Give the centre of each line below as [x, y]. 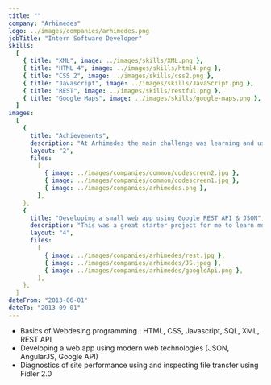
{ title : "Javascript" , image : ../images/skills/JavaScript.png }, [138, 83]
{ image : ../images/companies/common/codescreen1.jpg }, [142, 181]
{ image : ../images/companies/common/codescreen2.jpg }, [142, 173]
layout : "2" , [52, 151]
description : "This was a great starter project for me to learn [142, 226]
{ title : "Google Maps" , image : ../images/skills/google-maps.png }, [142, 98]
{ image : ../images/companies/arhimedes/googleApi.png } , [144, 271]
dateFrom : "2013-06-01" [48, 300]
